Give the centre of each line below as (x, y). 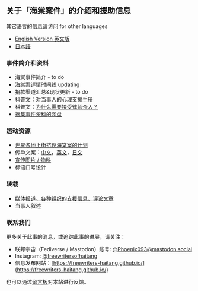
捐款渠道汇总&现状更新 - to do (51, 92)
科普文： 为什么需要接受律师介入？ (56, 107)
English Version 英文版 (42, 39)
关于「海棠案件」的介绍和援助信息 (68, 11)
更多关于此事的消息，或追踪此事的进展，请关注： (66, 237)
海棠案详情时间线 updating (47, 84)
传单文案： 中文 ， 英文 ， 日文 (49, 153)
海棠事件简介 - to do (39, 77)
